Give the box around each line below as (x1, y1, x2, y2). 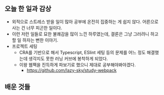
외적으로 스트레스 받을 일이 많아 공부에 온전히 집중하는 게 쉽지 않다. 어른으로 (11, 19, 159, 25)
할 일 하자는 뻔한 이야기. (11, 37, 58, 43)
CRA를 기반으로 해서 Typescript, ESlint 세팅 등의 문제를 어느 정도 (19, 49, 146, 55)
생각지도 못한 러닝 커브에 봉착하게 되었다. (28, 56, 108, 62)
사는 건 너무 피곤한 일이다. (11, 25, 62, 31)
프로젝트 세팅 (11, 43, 38, 49)
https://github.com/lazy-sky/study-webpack (26, 67, 117, 73)
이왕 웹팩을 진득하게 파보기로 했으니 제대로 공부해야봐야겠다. (19, 62, 136, 67)
